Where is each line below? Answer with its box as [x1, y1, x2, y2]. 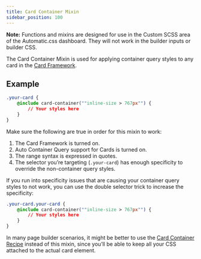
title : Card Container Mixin [6, 8, 79, 15]
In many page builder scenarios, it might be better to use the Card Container [6, 234, 195, 242]
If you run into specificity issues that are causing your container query [6, 176, 180, 183]
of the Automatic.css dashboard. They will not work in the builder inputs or [6, 37, 191, 44]
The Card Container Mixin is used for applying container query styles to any [6, 55, 194, 62]
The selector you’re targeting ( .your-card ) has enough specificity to [14, 158, 183, 165]
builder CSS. [6, 43, 37, 51]
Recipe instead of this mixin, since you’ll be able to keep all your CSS [6, 240, 177, 248]
